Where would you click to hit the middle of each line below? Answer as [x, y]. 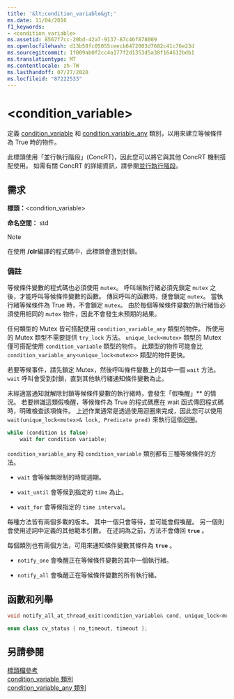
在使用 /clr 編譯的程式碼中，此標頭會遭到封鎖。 [74, 252]
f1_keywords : [26, 27]
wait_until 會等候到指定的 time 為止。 [72, 492]
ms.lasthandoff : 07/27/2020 [48, 72]
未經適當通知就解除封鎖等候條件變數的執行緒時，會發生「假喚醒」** [105, 394]
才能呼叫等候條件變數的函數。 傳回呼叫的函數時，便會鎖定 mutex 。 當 [118, 296]
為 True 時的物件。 [34, 142]
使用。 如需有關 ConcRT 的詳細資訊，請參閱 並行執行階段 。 [97, 166]
